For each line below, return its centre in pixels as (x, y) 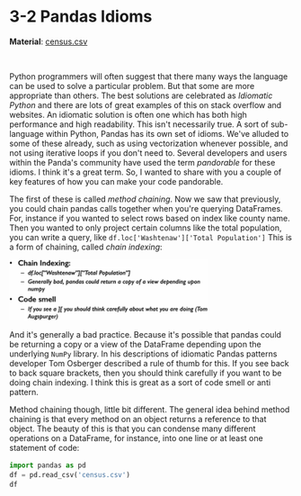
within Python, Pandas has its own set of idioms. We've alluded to (167, 133)
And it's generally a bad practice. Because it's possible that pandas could (145, 335)
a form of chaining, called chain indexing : (86, 247)
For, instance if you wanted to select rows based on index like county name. (150, 218)
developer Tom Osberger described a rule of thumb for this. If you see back (149, 364)
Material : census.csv (49, 41)
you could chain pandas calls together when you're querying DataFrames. (146, 208)
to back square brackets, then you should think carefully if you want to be (146, 373)
